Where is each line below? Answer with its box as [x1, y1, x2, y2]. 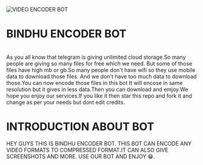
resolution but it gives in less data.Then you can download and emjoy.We [6, 86, 188, 93]
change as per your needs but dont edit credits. [6, 98, 125, 106]
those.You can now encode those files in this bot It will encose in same [6, 79, 183, 86]
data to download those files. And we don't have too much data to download [6, 73, 197, 80]
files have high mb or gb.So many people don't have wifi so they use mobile [6, 66, 196, 73]
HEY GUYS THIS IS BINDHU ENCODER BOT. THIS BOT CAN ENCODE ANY [6, 140, 192, 147]
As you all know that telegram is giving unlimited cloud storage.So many [6, 53, 186, 61]
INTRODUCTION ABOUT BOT [6, 120, 155, 133]
